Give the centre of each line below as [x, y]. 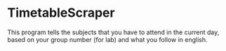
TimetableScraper [61, 13]
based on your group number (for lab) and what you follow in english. [108, 39]
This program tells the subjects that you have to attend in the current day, [113, 32]
